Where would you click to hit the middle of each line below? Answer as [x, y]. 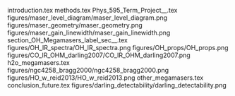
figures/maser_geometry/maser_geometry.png [75, 25]
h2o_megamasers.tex [39, 62]
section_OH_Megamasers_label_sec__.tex [68, 40]
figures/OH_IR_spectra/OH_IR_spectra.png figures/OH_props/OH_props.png [118, 48]
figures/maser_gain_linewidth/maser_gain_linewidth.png [89, 32]
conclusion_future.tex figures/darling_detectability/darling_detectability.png [117, 85]
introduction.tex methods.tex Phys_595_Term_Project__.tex [92, 10]
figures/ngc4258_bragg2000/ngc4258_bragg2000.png [88, 70]
